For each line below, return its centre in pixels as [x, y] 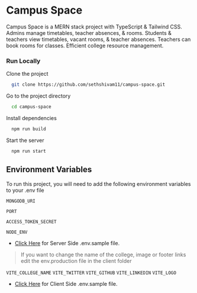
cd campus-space [31, 107]
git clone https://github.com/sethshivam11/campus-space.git [88, 85]
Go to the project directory [38, 96]
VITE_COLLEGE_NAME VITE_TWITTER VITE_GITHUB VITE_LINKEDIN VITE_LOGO [91, 273]
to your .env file [25, 190]
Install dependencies [32, 118]
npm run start [29, 151]
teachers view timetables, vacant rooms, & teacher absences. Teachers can [98, 39]
